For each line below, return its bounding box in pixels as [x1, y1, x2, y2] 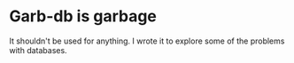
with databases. [9, 44, 68, 55]
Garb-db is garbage [9, 6, 158, 27]
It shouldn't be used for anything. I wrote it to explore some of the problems [9, 35, 285, 46]
